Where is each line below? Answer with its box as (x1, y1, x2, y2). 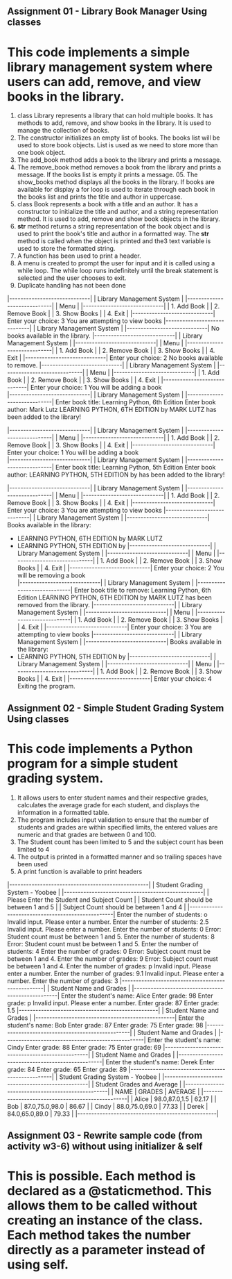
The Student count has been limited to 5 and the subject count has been (17, 837, 224, 846)
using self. (7, 1257, 69, 1273)
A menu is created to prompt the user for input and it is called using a (17, 259, 215, 267)
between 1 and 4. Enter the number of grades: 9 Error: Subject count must (7, 955, 218, 963)
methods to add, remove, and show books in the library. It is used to (17, 119, 211, 127)
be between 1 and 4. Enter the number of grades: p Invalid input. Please (7, 962, 211, 970)
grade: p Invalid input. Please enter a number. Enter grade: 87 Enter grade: (7, 998, 220, 1007)
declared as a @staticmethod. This (7, 1183, 213, 1199)
